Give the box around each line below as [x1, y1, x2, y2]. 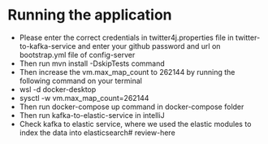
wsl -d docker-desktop [19, 84, 97, 94]
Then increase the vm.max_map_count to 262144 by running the [19, 67, 236, 76]
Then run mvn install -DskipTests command [19, 59, 166, 68]
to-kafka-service [19, 41, 76, 50]
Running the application [7, 6, 172, 24]
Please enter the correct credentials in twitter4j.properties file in [19, 33, 234, 42]
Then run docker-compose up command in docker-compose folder [19, 102, 244, 111]
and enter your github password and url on [77, 41, 221, 50]
